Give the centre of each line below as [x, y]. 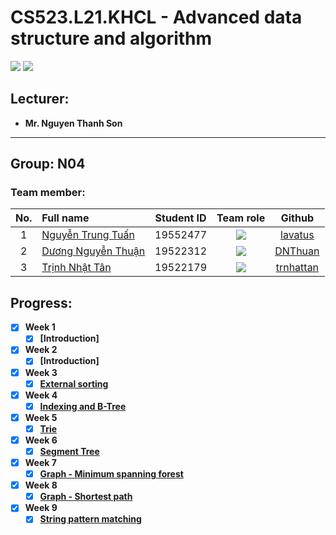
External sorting [74, 383]
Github [297, 218]
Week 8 [41, 485]
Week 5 [41, 417]
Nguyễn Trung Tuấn [88, 235]
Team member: [48, 193]
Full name [65, 218]
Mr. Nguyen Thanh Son [73, 123]
